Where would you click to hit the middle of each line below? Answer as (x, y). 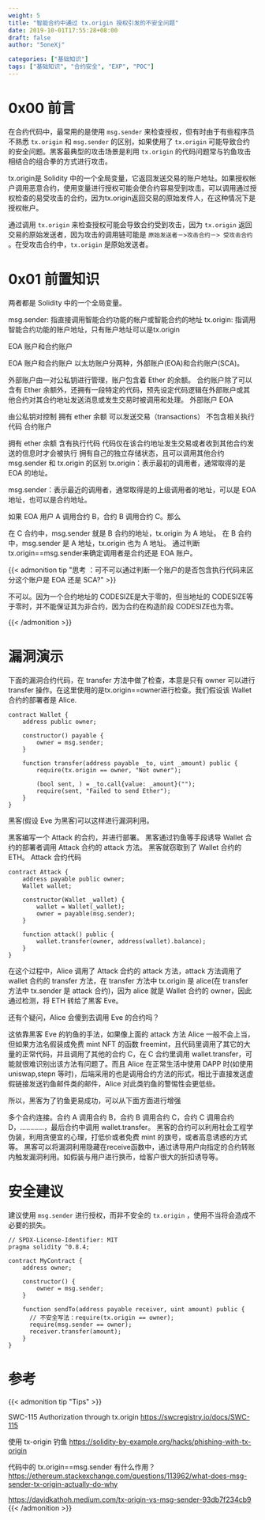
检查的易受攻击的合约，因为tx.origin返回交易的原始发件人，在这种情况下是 (135, 198)
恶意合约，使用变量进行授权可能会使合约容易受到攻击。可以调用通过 (139, 188)
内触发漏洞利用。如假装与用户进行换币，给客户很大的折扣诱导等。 (115, 1157)
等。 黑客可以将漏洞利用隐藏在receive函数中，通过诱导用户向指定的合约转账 (132, 1147)
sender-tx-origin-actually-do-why (63, 1484)
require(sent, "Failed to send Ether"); (104, 791)
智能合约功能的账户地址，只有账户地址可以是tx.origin (94, 329)
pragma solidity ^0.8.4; (49, 1247)
